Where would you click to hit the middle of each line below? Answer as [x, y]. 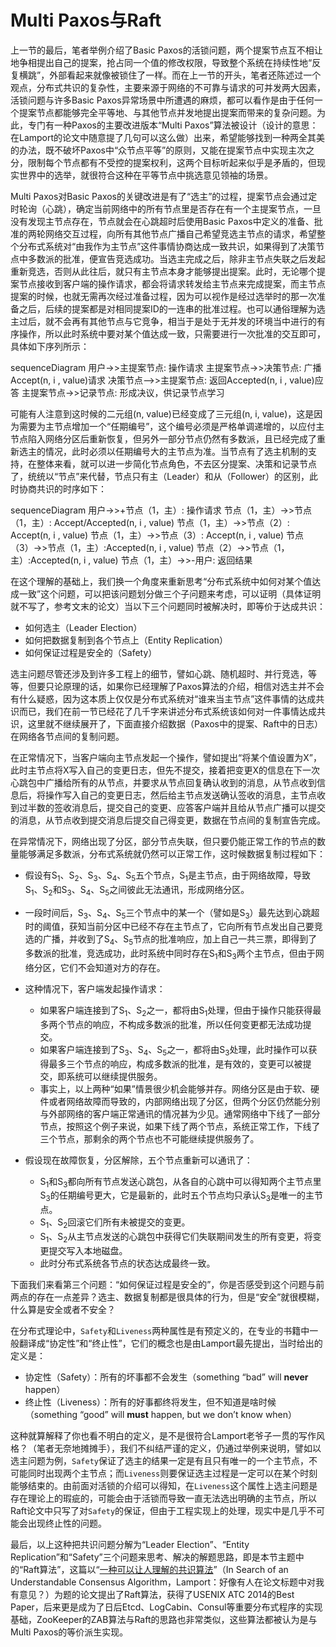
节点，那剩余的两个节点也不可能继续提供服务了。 [158, 1138]
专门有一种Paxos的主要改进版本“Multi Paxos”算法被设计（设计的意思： [173, 125]
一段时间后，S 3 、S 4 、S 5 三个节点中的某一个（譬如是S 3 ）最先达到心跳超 [172, 913]
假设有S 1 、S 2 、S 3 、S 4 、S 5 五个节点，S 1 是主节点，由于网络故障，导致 [167, 876]
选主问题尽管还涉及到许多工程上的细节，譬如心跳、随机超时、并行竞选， [159, 673]
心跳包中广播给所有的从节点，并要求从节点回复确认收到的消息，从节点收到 [163, 782]
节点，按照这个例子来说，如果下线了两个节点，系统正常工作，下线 [175, 1126]
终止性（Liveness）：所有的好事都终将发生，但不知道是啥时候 [150, 1402]
